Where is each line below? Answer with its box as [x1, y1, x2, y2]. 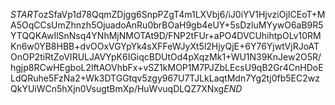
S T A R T [10, 9, 39, 20]
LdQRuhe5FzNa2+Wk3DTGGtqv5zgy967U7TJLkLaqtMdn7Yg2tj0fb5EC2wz [10, 72, 320, 84]
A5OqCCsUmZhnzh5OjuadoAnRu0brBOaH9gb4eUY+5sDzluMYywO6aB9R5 [10, 19, 324, 31]
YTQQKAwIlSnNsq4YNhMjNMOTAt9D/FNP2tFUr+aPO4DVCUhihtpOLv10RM [10, 30, 322, 41]
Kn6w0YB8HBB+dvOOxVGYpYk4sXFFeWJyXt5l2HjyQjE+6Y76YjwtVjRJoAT [10, 40, 320, 52]
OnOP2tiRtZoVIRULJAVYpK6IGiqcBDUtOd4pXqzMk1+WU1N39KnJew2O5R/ [10, 51, 322, 63]
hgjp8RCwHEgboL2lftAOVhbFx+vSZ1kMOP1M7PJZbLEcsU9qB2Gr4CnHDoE [10, 62, 324, 73]
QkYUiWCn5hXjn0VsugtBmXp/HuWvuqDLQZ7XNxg [10, 83, 225, 94]
